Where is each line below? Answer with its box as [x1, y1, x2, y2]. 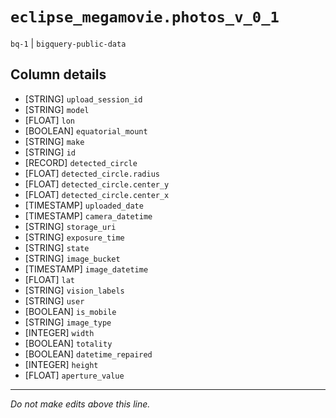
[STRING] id [24, 146, 76, 158]
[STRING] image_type [24, 316, 112, 328]
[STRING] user [24, 294, 85, 307]
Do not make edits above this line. [10, 398, 151, 410]
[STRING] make [24, 135, 85, 147]
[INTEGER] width [24, 326, 95, 338]
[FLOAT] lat [24, 273, 75, 285]
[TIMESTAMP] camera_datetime [24, 209, 153, 222]
